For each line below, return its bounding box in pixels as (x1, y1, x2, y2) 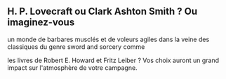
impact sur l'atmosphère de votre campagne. (7, 63, 138, 72)
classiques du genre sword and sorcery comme (7, 42, 145, 51)
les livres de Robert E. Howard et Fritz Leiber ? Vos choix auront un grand (7, 56, 220, 64)
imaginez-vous (7, 17, 75, 29)
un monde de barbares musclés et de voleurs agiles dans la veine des (7, 35, 210, 43)
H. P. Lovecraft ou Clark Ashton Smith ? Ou (7, 6, 198, 17)
